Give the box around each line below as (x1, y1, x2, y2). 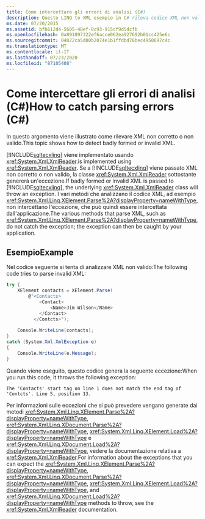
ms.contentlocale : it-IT (6, 49, 70, 55)
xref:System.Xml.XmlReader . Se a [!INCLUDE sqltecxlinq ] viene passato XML (6, 164, 198, 172)
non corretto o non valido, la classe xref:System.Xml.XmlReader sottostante (6, 171, 196, 178)
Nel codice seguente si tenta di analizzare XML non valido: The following (6, 263, 188, 271)
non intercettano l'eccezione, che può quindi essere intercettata (6, 203, 167, 211)
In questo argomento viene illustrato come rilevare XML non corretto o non (6, 133, 194, 140)
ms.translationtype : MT (6, 44, 67, 50)
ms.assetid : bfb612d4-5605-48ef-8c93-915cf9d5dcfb (6, 26, 138, 32)
